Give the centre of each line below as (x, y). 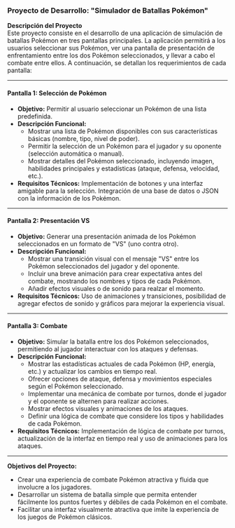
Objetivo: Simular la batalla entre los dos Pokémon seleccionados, (113, 341)
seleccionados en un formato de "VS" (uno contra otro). (98, 243)
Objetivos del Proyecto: (42, 466)
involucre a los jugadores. (55, 487)
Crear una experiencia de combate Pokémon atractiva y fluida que (113, 480)
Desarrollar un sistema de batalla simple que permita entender (107, 494)
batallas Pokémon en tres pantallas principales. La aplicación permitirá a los (116, 41)
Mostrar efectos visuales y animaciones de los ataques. (108, 408)
